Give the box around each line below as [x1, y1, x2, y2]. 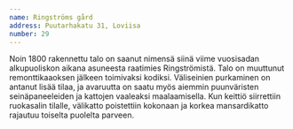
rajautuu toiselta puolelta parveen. [9, 110, 135, 120]
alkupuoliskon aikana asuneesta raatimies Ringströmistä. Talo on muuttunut [9, 63, 285, 73]
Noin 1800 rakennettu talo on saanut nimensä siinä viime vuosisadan [9, 54, 260, 64]
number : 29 [9, 29, 50, 38]
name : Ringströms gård [9, 12, 93, 22]
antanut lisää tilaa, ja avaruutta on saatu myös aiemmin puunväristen [9, 81, 259, 93]
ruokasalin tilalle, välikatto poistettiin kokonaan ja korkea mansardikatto [9, 101, 269, 111]
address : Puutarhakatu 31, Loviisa [9, 21, 141, 30]
